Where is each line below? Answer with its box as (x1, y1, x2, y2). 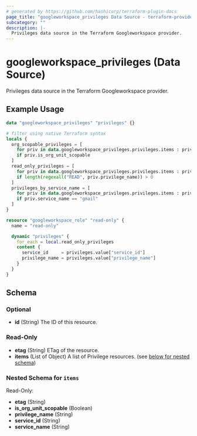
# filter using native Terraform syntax (6, 130, 107, 137)
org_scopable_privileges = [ (11, 141, 83, 147)
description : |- (6, 25, 46, 31)
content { (16, 244, 41, 250)
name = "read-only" (11, 223, 59, 229)
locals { (6, 136, 28, 142)
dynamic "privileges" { (11, 233, 69, 239)
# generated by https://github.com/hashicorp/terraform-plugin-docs (6, 8, 177, 15)
